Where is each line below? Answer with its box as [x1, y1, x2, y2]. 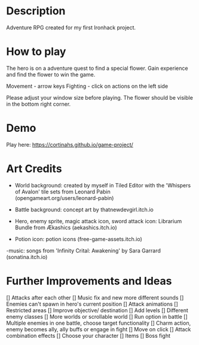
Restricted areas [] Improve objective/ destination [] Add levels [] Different [6, 306, 188, 314]
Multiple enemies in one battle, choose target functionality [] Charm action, [6, 319, 191, 326]
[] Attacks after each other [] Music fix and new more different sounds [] [6, 294, 184, 301]
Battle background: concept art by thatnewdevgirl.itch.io [14, 206, 154, 213]
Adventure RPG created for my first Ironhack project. [6, 24, 136, 31]
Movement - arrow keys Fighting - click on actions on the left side [6, 82, 169, 90]
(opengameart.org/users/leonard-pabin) [14, 194, 114, 201]
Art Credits [6, 162, 62, 175]
